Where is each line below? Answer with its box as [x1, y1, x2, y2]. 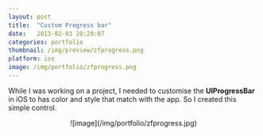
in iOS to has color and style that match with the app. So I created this [8, 94, 237, 103]
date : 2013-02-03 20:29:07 [8, 29, 105, 37]
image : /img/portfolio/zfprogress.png [8, 64, 137, 72]
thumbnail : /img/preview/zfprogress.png [8, 46, 145, 55]
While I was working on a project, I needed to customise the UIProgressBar [8, 86, 256, 95]
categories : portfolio [8, 38, 83, 46]
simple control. [8, 103, 57, 112]
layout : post [8, 13, 52, 21]
